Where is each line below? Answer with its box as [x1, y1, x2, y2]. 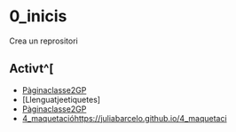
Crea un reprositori [9, 35, 78, 46]
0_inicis [9, 6, 67, 27]
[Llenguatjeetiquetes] [21, 94, 100, 105]
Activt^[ [9, 61, 54, 76]
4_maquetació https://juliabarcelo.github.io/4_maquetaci [21, 113, 228, 123]
